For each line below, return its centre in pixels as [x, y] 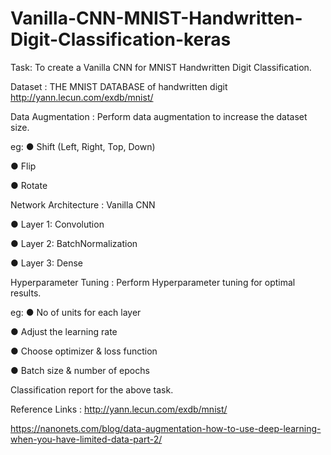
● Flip [23, 166]
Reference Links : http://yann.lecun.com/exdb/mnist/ [119, 409]
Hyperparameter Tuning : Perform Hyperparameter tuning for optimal [153, 282]
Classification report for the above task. [92, 389]
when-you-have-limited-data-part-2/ [86, 439]
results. [26, 293]
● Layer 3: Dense [46, 263]
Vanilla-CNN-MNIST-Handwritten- [156, 18]
